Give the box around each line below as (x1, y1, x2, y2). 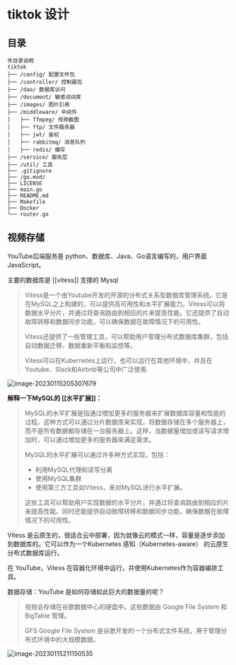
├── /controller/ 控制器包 (7, 79, 83, 86)
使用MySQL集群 (35, 474, 82, 482)
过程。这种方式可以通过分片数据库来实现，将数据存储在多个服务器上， (24, 417, 230, 426)
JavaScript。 (7, 260, 45, 269)
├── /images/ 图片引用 (7, 101, 70, 108)
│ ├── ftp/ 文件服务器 (7, 124, 76, 131)
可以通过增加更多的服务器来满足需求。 (43, 435, 155, 444)
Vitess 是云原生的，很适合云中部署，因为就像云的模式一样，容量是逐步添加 (7, 531, 225, 539)
